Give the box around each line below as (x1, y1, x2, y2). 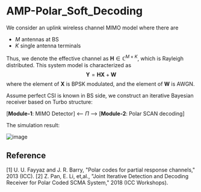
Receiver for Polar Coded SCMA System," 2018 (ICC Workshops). (6, 179, 169, 187)
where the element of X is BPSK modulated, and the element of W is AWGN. (6, 80, 195, 88)
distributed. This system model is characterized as (6, 61, 131, 68)
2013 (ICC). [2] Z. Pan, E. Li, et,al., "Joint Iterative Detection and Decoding (6, 173, 188, 180)
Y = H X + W (85, 71, 117, 78)
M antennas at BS (14, 35, 59, 43)
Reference (6, 150, 46, 160)
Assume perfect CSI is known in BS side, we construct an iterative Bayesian (6, 92, 194, 99)
